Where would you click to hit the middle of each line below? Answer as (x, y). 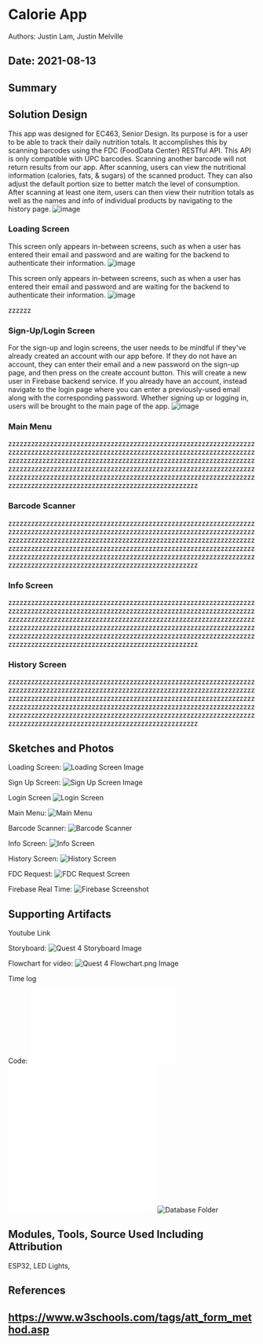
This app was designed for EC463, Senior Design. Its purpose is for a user (128, 133)
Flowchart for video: (40, 963)
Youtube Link (29, 932)
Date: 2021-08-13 (52, 61)
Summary (33, 88)
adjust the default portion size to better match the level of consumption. (124, 183)
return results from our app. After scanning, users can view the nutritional (127, 167)
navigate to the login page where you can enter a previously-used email (124, 390)
